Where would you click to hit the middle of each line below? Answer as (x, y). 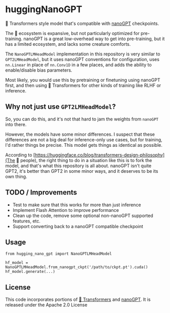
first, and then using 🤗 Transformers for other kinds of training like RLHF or (83, 85)
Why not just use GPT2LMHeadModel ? (61, 107)
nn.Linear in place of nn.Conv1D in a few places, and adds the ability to (78, 65)
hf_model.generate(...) (30, 272)
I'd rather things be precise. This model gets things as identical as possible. (84, 145)
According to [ (20, 155)
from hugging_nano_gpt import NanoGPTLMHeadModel (59, 254)
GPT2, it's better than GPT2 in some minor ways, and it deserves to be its (82, 171)
